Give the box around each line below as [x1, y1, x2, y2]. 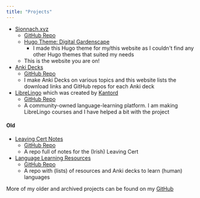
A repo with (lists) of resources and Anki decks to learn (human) [23, 167, 183, 174]
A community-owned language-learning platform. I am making [23, 101, 178, 109]
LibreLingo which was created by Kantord [14, 89, 118, 96]
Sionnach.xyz [14, 25, 49, 32]
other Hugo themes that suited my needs [32, 50, 135, 58]
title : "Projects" [6, 8, 52, 15]
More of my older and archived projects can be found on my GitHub [6, 185, 174, 192]
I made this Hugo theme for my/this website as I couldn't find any [32, 44, 194, 52]
